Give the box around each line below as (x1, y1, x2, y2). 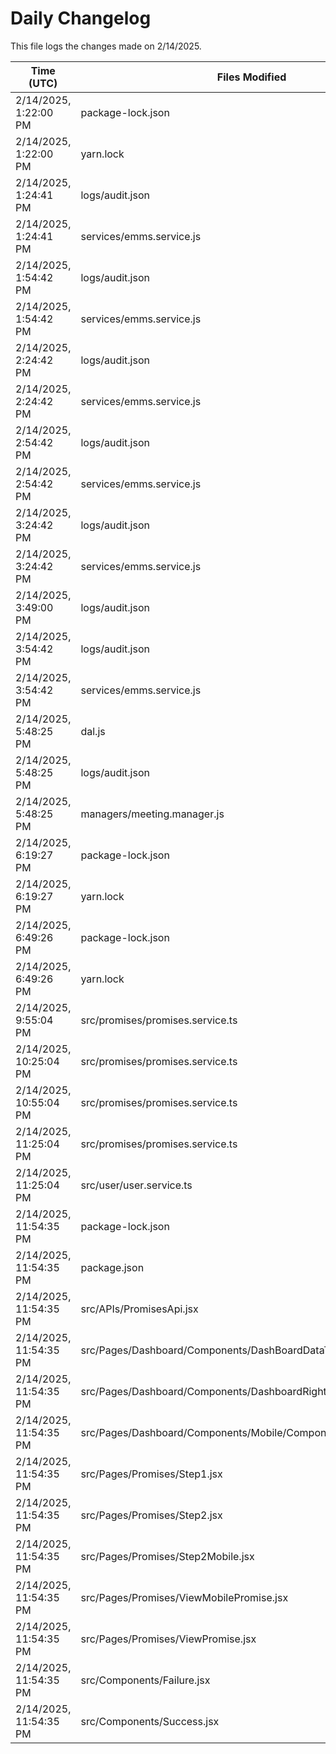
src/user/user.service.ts (80, 1178, 193, 1192)
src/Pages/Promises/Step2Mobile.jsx (80, 1549, 255, 1563)
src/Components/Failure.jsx (80, 1673, 211, 1687)
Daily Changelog (10, 7, 152, 30)
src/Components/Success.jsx (80, 1714, 220, 1728)
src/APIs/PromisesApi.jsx (80, 1302, 199, 1316)
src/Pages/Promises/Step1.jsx (80, 1467, 223, 1481)
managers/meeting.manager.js (80, 807, 225, 821)
